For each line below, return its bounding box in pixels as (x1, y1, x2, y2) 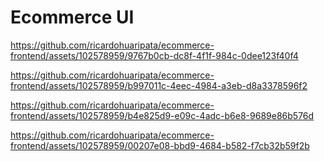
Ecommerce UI (10, 6, 135, 29)
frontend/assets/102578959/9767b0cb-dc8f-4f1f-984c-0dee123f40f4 (10, 49, 299, 61)
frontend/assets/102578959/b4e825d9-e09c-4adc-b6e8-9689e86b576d (10, 109, 315, 121)
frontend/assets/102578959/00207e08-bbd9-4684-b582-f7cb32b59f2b (10, 139, 310, 151)
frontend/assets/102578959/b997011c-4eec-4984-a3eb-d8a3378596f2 (10, 79, 308, 91)
